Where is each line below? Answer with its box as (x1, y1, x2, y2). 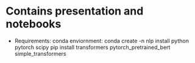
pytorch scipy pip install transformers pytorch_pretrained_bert (14, 44, 171, 51)
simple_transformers (14, 50, 66, 57)
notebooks (5, 17, 62, 31)
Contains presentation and (5, 4, 144, 18)
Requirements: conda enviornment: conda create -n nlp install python (14, 37, 190, 44)
